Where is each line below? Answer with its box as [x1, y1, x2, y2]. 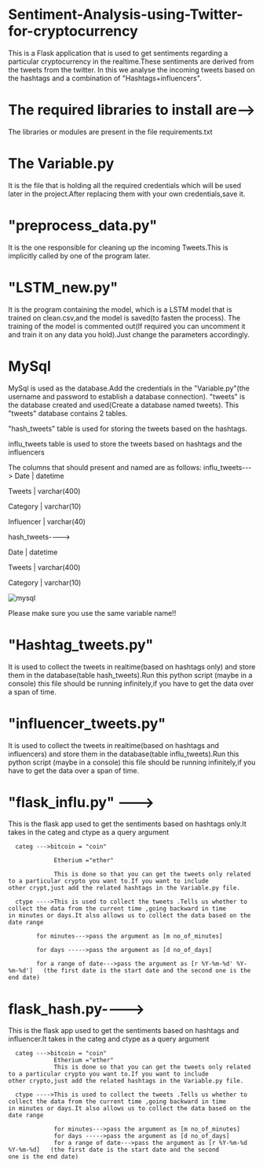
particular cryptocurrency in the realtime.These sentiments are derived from [8, 57, 254, 66]
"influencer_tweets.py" [8, 714, 166, 732]
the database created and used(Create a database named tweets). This [8, 400, 239, 409]
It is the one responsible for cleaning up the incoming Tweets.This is [8, 243, 229, 252]
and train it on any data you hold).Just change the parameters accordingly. [8, 329, 250, 339]
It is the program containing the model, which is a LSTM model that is [8, 305, 232, 314]
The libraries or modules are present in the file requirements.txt [8, 127, 214, 136]
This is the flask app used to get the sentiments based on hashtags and [8, 1026, 239, 1035]
